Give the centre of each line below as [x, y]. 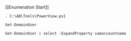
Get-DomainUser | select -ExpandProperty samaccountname [66, 34]
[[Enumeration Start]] [27, 7]
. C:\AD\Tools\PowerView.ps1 [35, 16]
